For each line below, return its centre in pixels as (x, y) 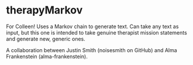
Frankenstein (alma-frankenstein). (47, 56)
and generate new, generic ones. (46, 39)
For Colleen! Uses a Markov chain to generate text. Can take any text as (92, 26)
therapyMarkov (44, 10)
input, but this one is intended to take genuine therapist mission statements (96, 32)
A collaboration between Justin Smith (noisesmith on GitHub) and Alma (92, 50)
